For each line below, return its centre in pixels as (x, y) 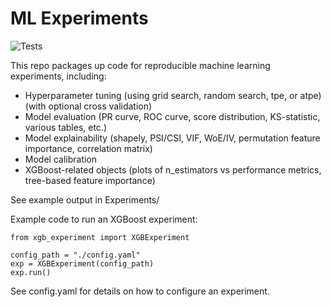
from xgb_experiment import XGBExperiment (100, 237)
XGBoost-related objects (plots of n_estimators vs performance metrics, (173, 169)
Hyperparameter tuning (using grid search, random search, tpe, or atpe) (173, 95)
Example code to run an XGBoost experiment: (104, 219)
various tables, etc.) (65, 127)
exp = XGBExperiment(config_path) (82, 263)
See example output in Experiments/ (85, 199)
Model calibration (61, 159)
